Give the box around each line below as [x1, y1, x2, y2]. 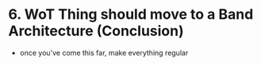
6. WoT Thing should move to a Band [8, 5, 254, 23]
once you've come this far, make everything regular [19, 48, 189, 57]
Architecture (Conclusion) [8, 22, 184, 40]
